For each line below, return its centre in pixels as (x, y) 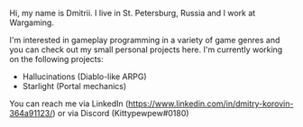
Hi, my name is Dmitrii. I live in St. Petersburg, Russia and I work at (133, 13)
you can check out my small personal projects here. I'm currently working (146, 50)
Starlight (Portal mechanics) (74, 86)
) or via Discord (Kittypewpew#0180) (121, 113)
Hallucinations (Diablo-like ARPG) (84, 77)
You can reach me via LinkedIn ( (69, 104)
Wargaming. (32, 23)
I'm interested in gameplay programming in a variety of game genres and (145, 40)
